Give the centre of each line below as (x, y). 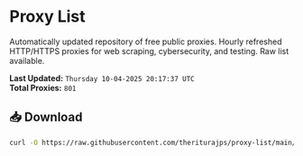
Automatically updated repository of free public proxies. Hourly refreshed (146, 41)
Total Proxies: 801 (43, 87)
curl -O (24, 142)
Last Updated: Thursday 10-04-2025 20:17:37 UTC (102, 78)
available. (27, 60)
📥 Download (46, 118)
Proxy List (47, 17)
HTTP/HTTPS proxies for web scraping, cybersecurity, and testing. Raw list (149, 50)
